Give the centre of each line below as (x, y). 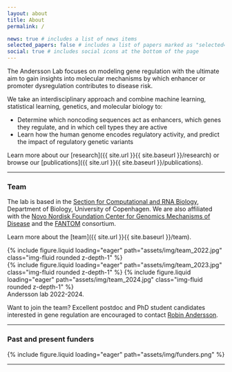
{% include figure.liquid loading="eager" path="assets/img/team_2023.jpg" (115, 265)
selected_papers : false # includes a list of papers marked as (100, 45)
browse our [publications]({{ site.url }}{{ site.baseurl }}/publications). (105, 162)
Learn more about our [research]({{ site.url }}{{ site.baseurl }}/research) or (113, 155)
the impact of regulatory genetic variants (75, 142)
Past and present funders (51, 340)
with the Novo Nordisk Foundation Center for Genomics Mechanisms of (109, 216)
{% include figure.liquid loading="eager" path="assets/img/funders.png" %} (116, 354)
